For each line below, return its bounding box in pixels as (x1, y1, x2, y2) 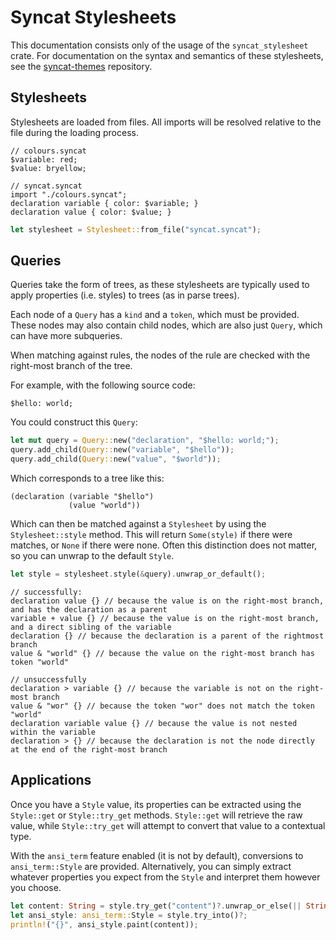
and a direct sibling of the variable (10, 622, 172, 632)
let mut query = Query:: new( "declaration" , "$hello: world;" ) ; (10, 436, 280, 446)
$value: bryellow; (10, 163, 87, 173)
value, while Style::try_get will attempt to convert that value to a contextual (10, 819, 326, 831)
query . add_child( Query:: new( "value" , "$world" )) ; (10, 454, 222, 465)
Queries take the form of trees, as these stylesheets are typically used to (10, 279, 310, 291)
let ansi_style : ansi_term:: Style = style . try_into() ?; (10, 910, 248, 920)
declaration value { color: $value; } (10, 207, 172, 217)
